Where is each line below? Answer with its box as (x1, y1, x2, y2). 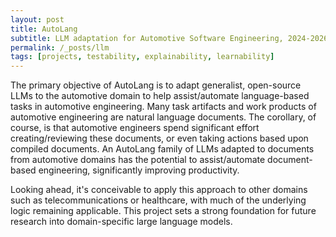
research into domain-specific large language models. (10, 216, 233, 228)
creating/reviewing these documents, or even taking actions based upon (10, 132, 309, 145)
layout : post (10, 14, 65, 25)
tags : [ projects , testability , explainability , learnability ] (10, 52, 275, 62)
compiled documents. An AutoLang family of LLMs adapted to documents (10, 143, 315, 155)
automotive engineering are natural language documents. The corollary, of (10, 111, 317, 123)
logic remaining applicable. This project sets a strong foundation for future (10, 205, 317, 217)
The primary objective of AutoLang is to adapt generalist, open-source (10, 79, 302, 91)
